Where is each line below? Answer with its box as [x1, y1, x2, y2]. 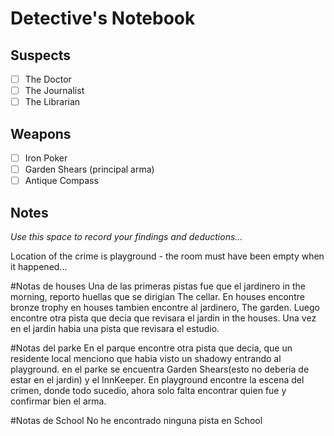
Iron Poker [24, 152, 68, 164]
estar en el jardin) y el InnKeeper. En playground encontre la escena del [10, 374, 305, 386]
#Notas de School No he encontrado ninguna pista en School [10, 415, 263, 426]
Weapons [10, 125, 72, 142]
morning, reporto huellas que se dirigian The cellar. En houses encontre [10, 291, 305, 302]
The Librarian [24, 96, 81, 108]
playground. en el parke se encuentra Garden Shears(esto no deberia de [10, 363, 310, 375]
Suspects [10, 47, 71, 64]
